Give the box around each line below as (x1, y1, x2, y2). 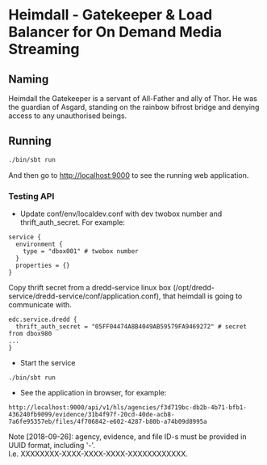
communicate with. (8, 299, 73, 309)
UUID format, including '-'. (8, 440, 95, 450)
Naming (8, 72, 49, 86)
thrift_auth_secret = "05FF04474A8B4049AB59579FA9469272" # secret (15, 322, 248, 331)
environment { (15, 240, 63, 248)
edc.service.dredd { (8, 315, 78, 323)
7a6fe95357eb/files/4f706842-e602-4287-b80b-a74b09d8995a (8, 417, 207, 425)
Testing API (8, 190, 55, 201)
